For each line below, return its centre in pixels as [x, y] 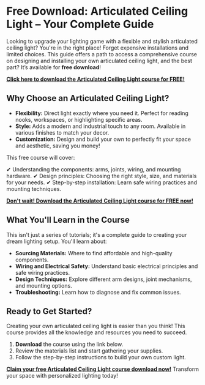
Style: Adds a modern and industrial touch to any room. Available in [100, 126]
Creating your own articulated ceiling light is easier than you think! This [96, 326]
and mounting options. [43, 285]
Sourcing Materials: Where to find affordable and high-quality [94, 253]
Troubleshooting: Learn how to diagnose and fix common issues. [98, 292]
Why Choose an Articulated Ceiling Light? [88, 98]
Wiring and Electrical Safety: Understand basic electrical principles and [106, 266]
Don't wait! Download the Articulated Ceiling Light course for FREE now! [100, 201]
